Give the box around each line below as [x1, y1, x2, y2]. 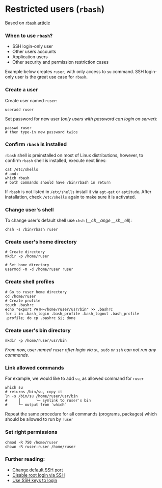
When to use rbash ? [5, 32, 53, 39]
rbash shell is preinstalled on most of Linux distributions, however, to [5, 152, 143, 158]
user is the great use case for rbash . [14, 74, 88, 80]
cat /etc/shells [5, 167, 38, 172]
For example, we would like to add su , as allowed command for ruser [5, 375, 144, 381]
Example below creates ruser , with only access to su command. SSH [5, 69, 144, 75]
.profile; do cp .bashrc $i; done [5, 315, 76, 321]
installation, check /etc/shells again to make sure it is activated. [5, 194, 136, 200]
